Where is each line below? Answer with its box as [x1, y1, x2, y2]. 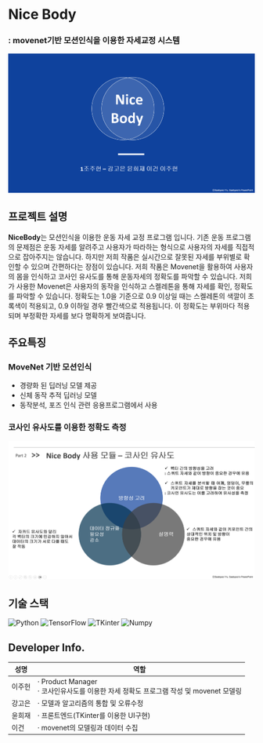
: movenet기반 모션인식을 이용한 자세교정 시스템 [8, 35, 180, 46]
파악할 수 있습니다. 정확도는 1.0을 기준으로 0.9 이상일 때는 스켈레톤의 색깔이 [16, 291, 247, 300]
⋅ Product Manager [37, 676, 98, 686]
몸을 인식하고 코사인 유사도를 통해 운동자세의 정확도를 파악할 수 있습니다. [16, 271, 238, 281]
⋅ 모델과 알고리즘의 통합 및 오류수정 [37, 698, 144, 708]
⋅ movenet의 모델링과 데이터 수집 [37, 723, 139, 733]
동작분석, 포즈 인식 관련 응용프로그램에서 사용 [19, 400, 158, 410]
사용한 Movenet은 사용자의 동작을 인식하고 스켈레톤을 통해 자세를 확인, [16, 281, 232, 291]
